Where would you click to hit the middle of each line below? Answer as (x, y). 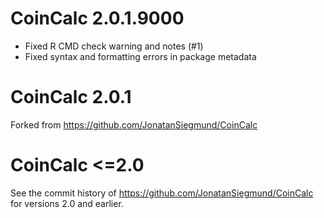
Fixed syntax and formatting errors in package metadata (140, 56)
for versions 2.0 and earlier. (67, 203)
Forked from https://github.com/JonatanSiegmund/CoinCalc (134, 124)
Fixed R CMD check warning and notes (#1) (114, 46)
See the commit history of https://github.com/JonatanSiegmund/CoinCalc (162, 193)
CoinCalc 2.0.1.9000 (97, 18)
